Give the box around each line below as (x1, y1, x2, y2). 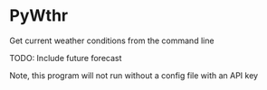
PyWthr (9, 5, 69, 26)
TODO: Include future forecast (9, 52, 122, 63)
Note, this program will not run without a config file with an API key (9, 69, 259, 81)
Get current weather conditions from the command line (9, 35, 215, 46)
